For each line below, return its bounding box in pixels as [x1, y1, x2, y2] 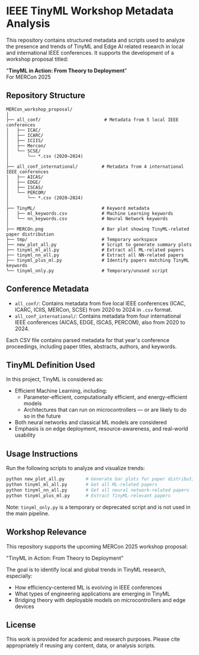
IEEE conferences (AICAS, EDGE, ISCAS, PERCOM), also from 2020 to [14, 318, 185, 325]
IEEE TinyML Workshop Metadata [6, 4, 174, 18]
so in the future [23, 412, 61, 420]
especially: [6, 572, 33, 579]
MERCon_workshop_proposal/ [6, 106, 73, 112]
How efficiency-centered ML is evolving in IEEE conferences [14, 584, 162, 591]
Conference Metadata [6, 284, 89, 294]
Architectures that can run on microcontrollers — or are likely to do [23, 406, 187, 413]
